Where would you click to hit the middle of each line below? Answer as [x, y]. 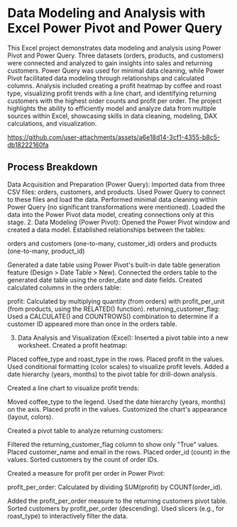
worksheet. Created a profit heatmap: [72, 345]
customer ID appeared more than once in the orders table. [92, 324]
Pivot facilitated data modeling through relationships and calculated [106, 78]
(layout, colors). [30, 417]
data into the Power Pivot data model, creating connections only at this [111, 214]
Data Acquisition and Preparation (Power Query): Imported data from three [116, 184]
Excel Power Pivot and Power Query [115, 28]
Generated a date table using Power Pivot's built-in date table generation [114, 265]
